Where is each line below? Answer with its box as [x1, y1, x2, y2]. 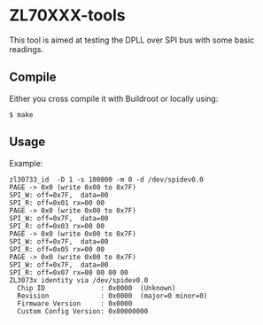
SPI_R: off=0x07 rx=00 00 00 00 [9, 267, 128, 277]
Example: [9, 158, 43, 168]
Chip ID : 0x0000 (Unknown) [17, 283, 176, 292]
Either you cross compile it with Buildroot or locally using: [9, 93, 219, 104]
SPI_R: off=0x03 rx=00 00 [9, 221, 104, 230]
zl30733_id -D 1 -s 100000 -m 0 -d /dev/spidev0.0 [9, 174, 204, 184]
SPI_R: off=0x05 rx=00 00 [9, 244, 104, 253]
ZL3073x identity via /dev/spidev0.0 [9, 275, 149, 284]
